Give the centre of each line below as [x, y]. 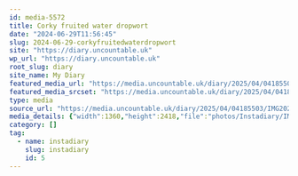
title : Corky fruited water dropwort [79, 26]
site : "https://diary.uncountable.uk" [81, 51]
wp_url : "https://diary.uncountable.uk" [85, 59]
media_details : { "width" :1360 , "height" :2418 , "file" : [109, 116]
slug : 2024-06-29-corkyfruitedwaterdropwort [93, 42]
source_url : [31, 108]
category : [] [33, 125]
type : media [31, 100]
